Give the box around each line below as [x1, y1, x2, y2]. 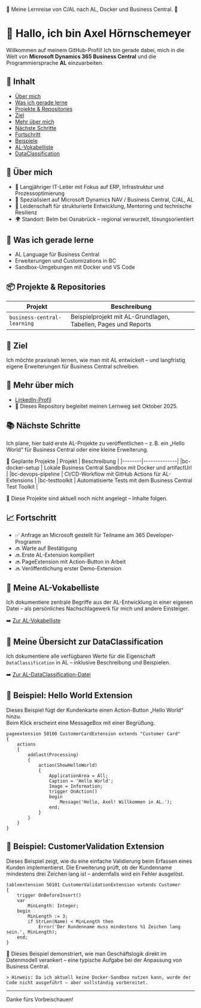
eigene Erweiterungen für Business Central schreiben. [6, 363, 139, 370]
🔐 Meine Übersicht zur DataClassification [6, 636, 163, 647]
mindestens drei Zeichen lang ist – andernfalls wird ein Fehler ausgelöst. [6, 870, 184, 877]
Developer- [146, 531, 175, 539]
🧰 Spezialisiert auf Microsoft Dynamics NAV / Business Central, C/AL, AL [14, 195, 194, 203]
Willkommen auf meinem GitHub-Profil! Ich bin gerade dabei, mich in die [6, 46, 184, 53]
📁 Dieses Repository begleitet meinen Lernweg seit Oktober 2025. [14, 402, 178, 410]
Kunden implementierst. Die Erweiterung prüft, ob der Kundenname [6, 863, 172, 871]
